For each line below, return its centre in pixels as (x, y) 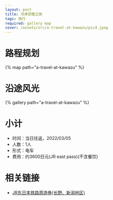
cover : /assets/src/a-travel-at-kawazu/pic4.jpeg (57, 28)
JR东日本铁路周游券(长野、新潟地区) (49, 192)
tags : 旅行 (15, 19)
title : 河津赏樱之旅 (24, 14)
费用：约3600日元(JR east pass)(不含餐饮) (55, 156)
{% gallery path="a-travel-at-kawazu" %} (47, 102)
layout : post (18, 10)
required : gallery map (28, 23)
